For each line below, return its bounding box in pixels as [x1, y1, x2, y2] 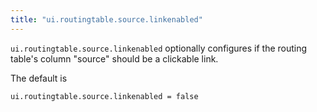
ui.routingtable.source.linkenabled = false [10, 91, 199, 101]
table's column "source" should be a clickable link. [10, 52, 219, 65]
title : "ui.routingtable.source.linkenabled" [10, 14, 203, 25]
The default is [10, 72, 68, 84]
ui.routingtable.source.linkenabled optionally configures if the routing [10, 42, 308, 54]
